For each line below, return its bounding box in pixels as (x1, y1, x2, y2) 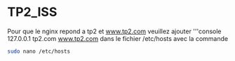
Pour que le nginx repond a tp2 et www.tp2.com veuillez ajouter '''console (7, 27, 222, 35)
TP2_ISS (7, 4, 58, 20)
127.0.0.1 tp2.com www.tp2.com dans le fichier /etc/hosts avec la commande (7, 34, 229, 42)
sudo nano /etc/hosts (7, 48, 71, 55)
